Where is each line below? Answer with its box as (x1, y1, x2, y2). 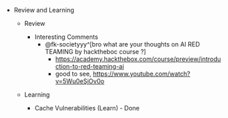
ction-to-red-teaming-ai (55, 62, 124, 70)
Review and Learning (13, 6, 74, 14)
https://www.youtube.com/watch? (92, 69, 191, 78)
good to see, (55, 69, 92, 78)
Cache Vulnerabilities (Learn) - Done (34, 104, 140, 112)
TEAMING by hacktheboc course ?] (44, 48, 147, 56)
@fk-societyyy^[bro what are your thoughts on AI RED (44, 40, 200, 48)
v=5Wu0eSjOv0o (55, 77, 105, 85)
